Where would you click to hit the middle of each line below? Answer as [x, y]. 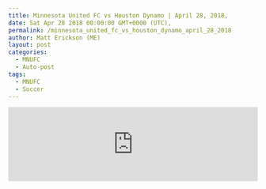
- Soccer [30, 89]
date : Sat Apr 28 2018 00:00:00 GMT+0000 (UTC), [90, 23]
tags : [17, 74]
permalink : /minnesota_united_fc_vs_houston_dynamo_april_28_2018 [120, 30]
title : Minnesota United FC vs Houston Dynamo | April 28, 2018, [118, 15]
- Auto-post [35, 67]
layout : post [30, 45]
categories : [28, 52]
